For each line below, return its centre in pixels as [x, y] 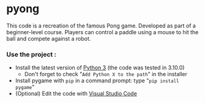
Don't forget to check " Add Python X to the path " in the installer [106, 74]
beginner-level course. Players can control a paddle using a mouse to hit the [102, 32]
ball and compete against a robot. [49, 38]
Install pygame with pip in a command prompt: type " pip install [97, 80]
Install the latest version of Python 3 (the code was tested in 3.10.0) [100, 68]
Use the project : [32, 54]
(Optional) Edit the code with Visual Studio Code [76, 94]
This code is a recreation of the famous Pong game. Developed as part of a [101, 26]
